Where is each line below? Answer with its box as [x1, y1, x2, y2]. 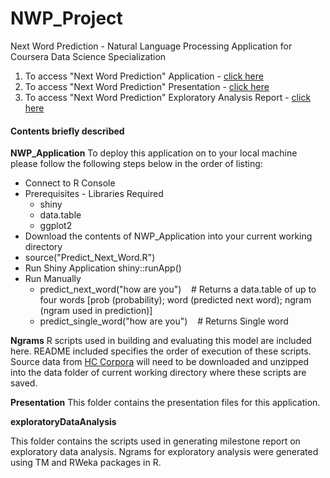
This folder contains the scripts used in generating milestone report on [10, 435, 301, 447]
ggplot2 [39, 220, 73, 232]
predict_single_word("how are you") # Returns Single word [39, 315, 289, 327]
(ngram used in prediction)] [39, 305, 153, 317]
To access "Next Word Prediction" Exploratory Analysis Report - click [24, 91, 312, 103]
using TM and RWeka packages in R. [10, 457, 162, 469]
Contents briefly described [10, 125, 125, 137]
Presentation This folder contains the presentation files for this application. [10, 397, 321, 409]
